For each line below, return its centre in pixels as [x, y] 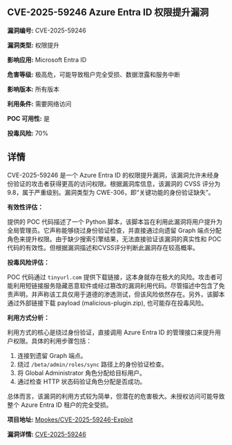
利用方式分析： [28, 317]
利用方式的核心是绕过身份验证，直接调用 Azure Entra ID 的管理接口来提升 [111, 332]
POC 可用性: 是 [29, 118]
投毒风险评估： [28, 262]
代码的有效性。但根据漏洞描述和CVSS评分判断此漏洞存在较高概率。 [103, 247]
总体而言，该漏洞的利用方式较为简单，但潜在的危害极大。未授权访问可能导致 [116, 396]
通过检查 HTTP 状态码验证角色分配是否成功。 [81, 381]
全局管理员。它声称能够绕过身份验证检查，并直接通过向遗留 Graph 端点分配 [115, 230]
